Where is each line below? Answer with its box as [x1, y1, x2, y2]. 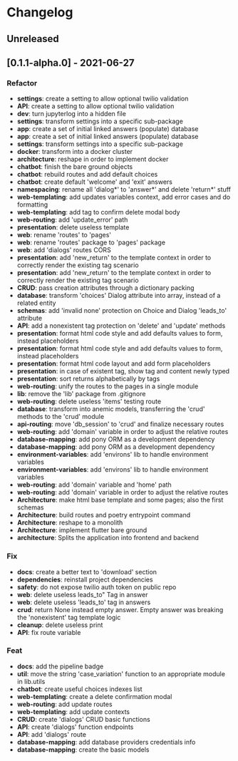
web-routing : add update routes [16, 700, 113, 708]
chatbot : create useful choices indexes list [16, 685, 143, 693]
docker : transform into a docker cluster [16, 147, 133, 156]
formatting [16, 200, 48, 209]
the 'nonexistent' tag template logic [16, 613, 121, 621]
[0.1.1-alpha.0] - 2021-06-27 [6, 56, 135, 68]
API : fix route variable [16, 628, 81, 636]
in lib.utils [16, 677, 46, 685]
